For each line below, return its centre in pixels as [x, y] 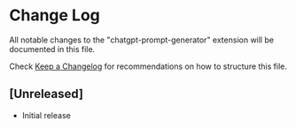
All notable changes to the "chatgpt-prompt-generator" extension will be [142, 40]
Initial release [46, 115]
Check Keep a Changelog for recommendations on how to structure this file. [148, 66]
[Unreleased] [47, 94]
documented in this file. [52, 49]
